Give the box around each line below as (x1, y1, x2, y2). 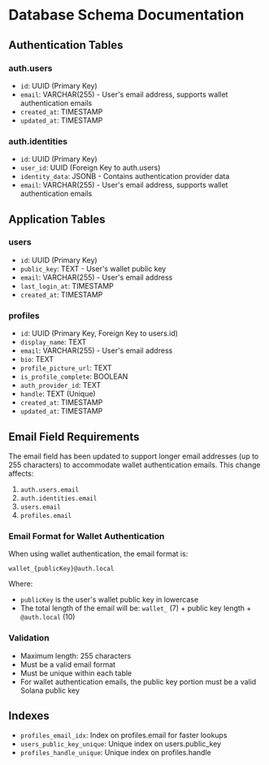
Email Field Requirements (8, 429, 140, 444)
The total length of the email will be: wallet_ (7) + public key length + (20, 603, 252, 613)
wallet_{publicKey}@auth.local (8, 565, 115, 573)
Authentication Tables (8, 38, 124, 52)
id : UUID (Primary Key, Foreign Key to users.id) (20, 328, 179, 338)
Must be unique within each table (20, 668, 132, 678)
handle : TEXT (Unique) (20, 389, 96, 399)
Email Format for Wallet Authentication (8, 530, 165, 541)
